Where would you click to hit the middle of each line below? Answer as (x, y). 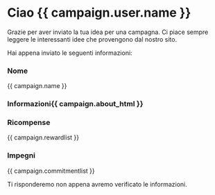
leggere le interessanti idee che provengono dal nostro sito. (92, 39)
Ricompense (29, 123)
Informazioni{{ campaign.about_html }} (75, 104)
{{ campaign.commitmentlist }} (51, 171)
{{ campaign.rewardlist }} (43, 137)
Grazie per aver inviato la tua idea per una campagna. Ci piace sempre (108, 32)
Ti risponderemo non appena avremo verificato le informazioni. (97, 184)
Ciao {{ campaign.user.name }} (99, 13)
